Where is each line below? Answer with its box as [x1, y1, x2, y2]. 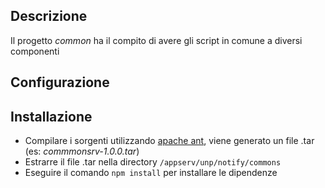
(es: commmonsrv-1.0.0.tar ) [24, 145, 140, 158]
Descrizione [10, 8, 88, 25]
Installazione [10, 108, 93, 125]
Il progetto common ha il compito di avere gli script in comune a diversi [10, 34, 303, 46]
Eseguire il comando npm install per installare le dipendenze [24, 167, 278, 179]
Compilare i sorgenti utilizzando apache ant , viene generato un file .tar [24, 135, 315, 147]
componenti [10, 45, 60, 57]
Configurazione [10, 74, 110, 91]
